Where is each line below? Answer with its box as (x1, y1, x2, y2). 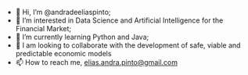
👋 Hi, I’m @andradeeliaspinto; (15, 8, 111, 16)
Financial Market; (15, 24, 72, 33)
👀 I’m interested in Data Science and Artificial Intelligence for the (15, 16, 224, 25)
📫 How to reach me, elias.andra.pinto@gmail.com (15, 58, 178, 66)
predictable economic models (15, 49, 112, 58)
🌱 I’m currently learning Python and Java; (15, 32, 149, 41)
